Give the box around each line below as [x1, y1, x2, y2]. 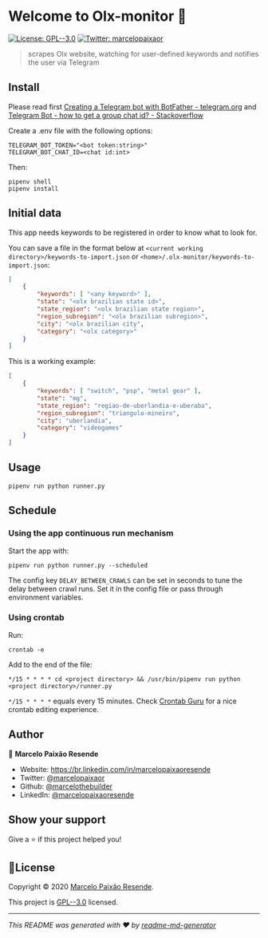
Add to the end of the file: [8, 659, 93, 669]
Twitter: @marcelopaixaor [19, 773, 105, 782]
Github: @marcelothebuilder [19, 782, 113, 791]
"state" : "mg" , [37, 394, 88, 402]
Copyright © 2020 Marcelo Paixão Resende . [8, 882, 154, 892]
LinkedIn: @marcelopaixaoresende [19, 790, 134, 799]
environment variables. [8, 592, 84, 602]
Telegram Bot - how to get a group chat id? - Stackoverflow [8, 110, 203, 120]
